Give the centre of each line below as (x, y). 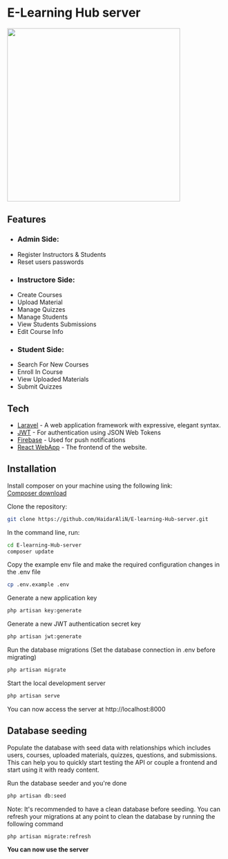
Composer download (37, 493)
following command (35, 824)
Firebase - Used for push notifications (71, 440)
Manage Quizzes (41, 309)
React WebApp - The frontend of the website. (82, 448)
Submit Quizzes (39, 387)
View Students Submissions (57, 324)
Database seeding (47, 731)
